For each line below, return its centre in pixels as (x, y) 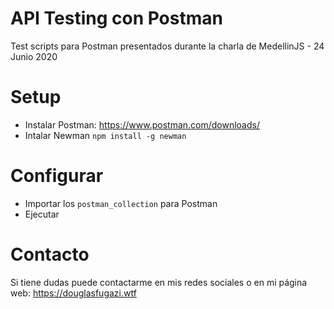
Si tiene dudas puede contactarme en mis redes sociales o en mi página (159, 282)
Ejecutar (42, 214)
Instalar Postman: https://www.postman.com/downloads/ (142, 124)
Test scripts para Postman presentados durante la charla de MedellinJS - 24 (167, 46)
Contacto (50, 254)
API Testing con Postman (116, 18)
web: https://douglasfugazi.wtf (73, 293)
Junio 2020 (34, 56)
